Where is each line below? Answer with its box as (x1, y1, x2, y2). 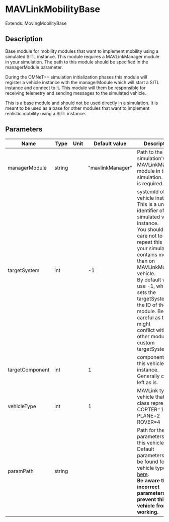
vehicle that (137, 393, 165, 400)
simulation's (137, 155, 166, 162)
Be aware (137, 477, 160, 484)
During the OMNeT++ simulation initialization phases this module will (5, 74, 147, 80)
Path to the (137, 148, 163, 156)
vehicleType (8, 403, 36, 410)
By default (137, 276, 161, 283)
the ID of (137, 301, 157, 308)
